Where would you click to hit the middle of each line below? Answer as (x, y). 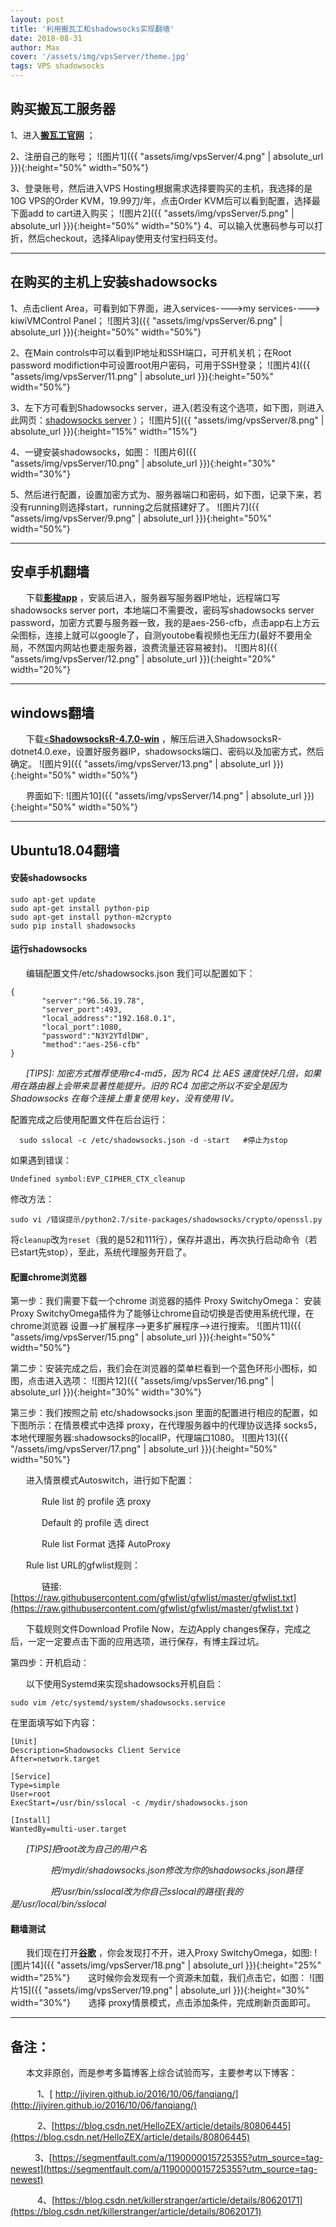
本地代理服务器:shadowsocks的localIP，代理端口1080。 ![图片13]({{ (149, 1438)
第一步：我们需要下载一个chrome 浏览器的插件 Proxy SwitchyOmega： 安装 (166, 1301)
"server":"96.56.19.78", (93, 1001)
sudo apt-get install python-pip (80, 908)
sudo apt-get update (53, 899)
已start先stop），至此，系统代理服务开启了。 (101, 1252)
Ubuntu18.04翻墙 (65, 850)
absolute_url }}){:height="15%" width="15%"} (104, 431)
